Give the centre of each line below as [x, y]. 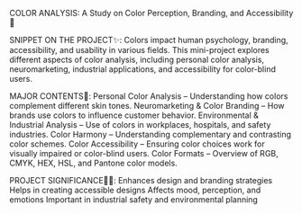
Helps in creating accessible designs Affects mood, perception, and [135, 190]
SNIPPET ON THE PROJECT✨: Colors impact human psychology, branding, [149, 40]
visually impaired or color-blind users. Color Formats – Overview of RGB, [144, 153]
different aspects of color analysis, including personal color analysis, [137, 59]
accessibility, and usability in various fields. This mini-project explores [140, 50]
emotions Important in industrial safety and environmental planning [134, 200]
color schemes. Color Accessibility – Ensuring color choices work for [137, 144]
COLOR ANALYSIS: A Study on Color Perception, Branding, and [127, 13]
